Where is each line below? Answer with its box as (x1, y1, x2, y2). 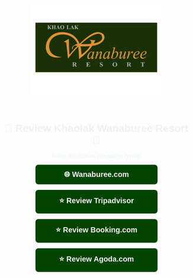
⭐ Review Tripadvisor (59, 196, 134, 205)
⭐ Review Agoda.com (59, 255, 134, 264)
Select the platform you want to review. (52, 153, 141, 160)
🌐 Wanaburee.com (64, 170, 129, 179)
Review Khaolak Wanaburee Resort (15, 122, 189, 135)
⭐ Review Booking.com (55, 225, 138, 234)
